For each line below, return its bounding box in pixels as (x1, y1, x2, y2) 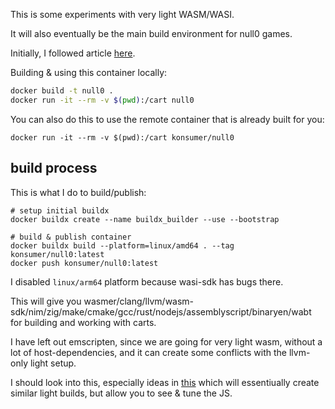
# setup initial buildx (10, 205, 110, 216)
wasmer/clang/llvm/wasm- (83, 295, 195, 307)
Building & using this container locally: (10, 67, 168, 78)
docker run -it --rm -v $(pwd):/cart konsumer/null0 (10, 132, 235, 143)
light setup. (29, 357, 77, 369)
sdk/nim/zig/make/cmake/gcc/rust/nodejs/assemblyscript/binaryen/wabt (10, 305, 312, 318)
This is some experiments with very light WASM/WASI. (10, 9, 235, 20)
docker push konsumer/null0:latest (10, 258, 159, 268)
